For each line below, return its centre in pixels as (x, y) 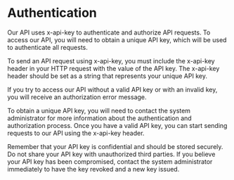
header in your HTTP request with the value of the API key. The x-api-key (113, 68)
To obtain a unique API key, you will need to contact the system (99, 110)
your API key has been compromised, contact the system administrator (110, 161)
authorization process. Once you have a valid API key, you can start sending (117, 125)
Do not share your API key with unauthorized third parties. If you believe (111, 154)
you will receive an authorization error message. (77, 97)
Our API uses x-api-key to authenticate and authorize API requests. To (109, 32)
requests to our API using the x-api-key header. (76, 133)
